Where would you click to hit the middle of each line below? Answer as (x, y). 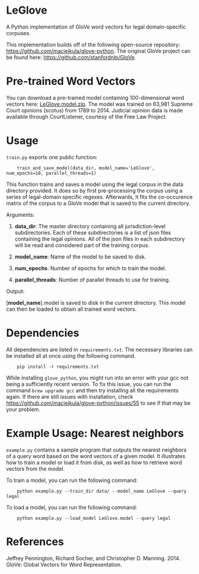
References (35, 542)
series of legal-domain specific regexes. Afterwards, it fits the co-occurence (99, 197)
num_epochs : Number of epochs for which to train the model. (91, 268)
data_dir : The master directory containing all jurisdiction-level (90, 226)
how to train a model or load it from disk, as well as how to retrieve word (94, 462)
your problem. (23, 409)
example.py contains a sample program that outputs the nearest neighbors (96, 450)
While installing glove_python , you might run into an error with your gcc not (97, 377)
